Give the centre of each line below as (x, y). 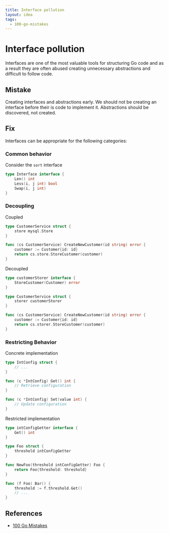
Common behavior (29, 154)
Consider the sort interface (34, 165)
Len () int (25, 179)
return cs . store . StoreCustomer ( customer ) (58, 254)
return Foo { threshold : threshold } (51, 469)
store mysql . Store (34, 231)
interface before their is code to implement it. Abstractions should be (77, 107)
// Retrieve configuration (43, 386)
